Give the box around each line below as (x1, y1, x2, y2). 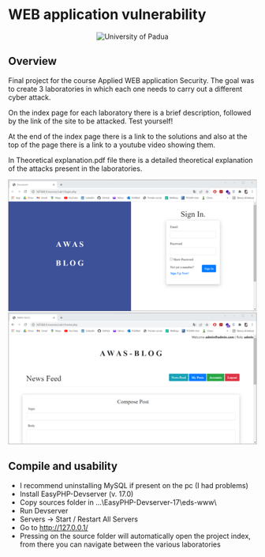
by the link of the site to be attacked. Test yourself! (8, 116, 174, 126)
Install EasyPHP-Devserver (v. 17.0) (19, 489, 134, 498)
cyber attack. (8, 93, 51, 102)
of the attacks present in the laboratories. (8, 164, 143, 173)
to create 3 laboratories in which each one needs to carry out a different (8, 84, 243, 93)
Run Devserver (19, 506, 69, 515)
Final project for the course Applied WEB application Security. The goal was (8, 75, 255, 85)
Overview (8, 55, 58, 68)
